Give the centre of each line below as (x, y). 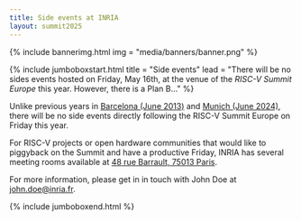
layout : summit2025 (46, 26)
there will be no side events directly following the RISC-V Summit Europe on (150, 115)
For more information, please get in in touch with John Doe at (123, 179)
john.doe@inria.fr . (42, 189)
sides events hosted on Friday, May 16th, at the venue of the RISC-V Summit (151, 78)
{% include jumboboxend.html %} (72, 206)
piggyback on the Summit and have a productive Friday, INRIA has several (146, 152)
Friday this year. (39, 125)
